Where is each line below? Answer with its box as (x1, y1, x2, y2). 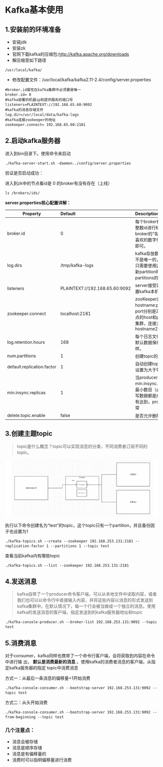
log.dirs (7, 262, 22, 268)
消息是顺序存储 (12, 745, 42, 751)
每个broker (135, 218, 157, 224)
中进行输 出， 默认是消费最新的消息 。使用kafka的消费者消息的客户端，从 (5, 659, 152, 665)
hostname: (135, 302, 156, 308)
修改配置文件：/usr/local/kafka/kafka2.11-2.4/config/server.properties (12, 77, 151, 83)
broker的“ (135, 230, 154, 236)
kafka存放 (135, 250, 155, 256)
